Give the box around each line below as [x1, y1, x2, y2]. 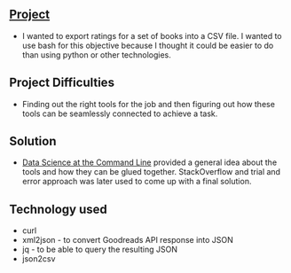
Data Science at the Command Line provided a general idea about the [21, 157, 278, 168]
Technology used [9, 201, 108, 216]
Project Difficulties [9, 75, 115, 90]
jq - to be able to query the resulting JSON [21, 244, 177, 255]
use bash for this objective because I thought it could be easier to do [21, 40, 274, 51]
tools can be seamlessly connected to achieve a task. [21, 108, 218, 119]
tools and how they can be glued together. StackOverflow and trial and [21, 167, 281, 177]
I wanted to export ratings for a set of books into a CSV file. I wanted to [21, 30, 282, 41]
